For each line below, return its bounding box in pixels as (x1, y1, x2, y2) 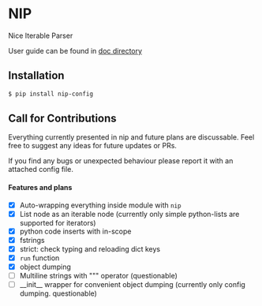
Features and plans (8, 183, 73, 192)
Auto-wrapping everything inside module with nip (19, 200, 182, 210)
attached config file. (8, 165, 73, 174)
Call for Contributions (8, 112, 117, 125)
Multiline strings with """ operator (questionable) (19, 271, 178, 281)
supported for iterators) (19, 218, 96, 227)
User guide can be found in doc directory (8, 46, 143, 55)
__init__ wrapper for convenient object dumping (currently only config (19, 280, 246, 289)
